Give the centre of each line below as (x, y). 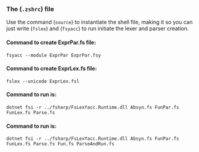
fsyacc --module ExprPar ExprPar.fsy (54, 55)
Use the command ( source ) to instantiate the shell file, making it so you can (99, 22)
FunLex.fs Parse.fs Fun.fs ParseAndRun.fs (60, 144)
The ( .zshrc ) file (30, 9)
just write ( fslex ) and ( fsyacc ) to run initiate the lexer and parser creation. (98, 28)
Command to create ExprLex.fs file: (52, 69)
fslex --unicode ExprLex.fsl (43, 81)
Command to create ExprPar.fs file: (51, 42)
